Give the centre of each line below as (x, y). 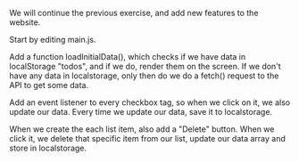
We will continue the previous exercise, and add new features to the (134, 13)
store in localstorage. (48, 148)
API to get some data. (49, 85)
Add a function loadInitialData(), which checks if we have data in (128, 57)
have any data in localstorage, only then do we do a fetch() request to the (144, 76)
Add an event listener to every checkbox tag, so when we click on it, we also (150, 102)
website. (25, 22)
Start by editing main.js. (53, 40)
